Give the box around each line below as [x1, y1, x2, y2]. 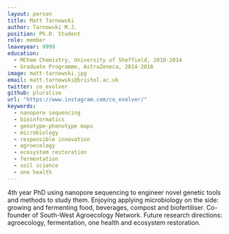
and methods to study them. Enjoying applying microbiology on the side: [7, 196, 219, 204]
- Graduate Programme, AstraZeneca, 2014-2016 [13, 63, 154, 70]
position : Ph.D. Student [7, 30, 81, 38]
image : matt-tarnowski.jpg [7, 69, 87, 77]
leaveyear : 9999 [7, 43, 55, 50]
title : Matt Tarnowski [7, 17, 74, 24]
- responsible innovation [13, 135, 91, 143]
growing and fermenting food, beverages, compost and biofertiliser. [7, 203, 206, 211]
